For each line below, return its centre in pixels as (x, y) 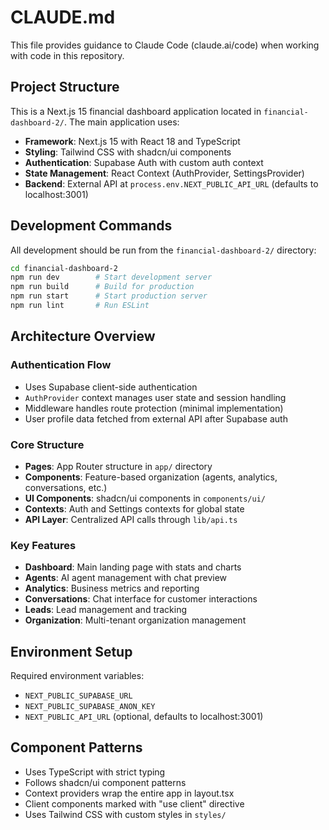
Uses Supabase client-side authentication (111, 387)
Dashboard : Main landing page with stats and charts (133, 567)
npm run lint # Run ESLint (80, 306)
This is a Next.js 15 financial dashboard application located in (136, 111)
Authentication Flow (61, 365)
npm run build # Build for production (102, 287)
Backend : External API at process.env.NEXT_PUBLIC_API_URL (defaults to (171, 183)
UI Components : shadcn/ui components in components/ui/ (145, 498)
